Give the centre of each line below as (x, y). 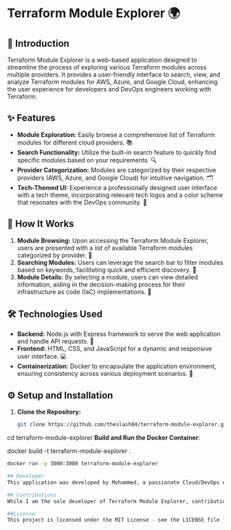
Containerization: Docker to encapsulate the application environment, (117, 366)
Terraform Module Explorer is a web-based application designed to (102, 60)
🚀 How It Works (41, 224)
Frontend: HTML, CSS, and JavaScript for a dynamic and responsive (114, 349)
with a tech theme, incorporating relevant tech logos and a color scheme (120, 195)
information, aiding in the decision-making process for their (101, 284)
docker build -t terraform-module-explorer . (69, 451)
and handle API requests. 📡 (55, 341)
